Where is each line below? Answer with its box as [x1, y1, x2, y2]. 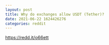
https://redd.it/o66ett [5, 35, 49, 41]
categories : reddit [5, 21, 46, 26]
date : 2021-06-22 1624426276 [5, 16, 66, 21]
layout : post [5, 7, 33, 12]
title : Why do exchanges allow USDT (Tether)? [5, 12, 104, 17]
